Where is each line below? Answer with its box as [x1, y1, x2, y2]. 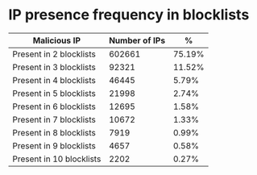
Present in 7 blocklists [12, 114, 97, 125]
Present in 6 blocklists [12, 101, 97, 112]
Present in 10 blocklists [12, 153, 102, 165]
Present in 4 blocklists [12, 74, 97, 85]
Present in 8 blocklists [12, 127, 97, 138]
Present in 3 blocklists [12, 61, 97, 73]
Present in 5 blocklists [12, 87, 97, 98]
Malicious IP [32, 35, 81, 46]
